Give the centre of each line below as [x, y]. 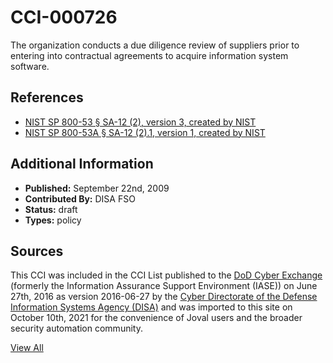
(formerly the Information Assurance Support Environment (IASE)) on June [164, 286]
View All [27, 348]
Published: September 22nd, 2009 [97, 188]
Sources [37, 251]
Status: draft [51, 209]
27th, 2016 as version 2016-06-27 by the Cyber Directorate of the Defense [164, 297]
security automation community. [76, 328]
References [47, 97]
